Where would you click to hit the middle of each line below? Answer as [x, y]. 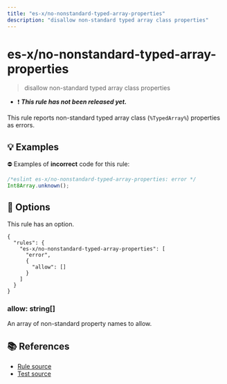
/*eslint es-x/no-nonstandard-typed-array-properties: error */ [102, 180]
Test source [34, 374]
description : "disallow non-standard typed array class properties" [108, 20]
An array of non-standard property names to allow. [80, 324]
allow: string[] [31, 309]
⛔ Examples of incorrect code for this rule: [69, 164]
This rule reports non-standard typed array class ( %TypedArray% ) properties [113, 118]
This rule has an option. [41, 224]
